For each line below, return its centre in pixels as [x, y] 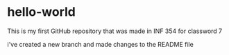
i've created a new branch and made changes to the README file [101, 44]
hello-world [42, 12]
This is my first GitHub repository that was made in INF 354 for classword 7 [115, 31]
